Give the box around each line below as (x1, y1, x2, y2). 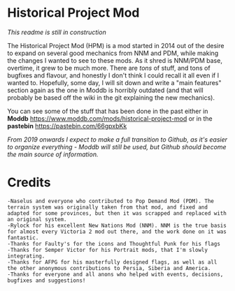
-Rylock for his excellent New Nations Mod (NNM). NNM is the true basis (7, 222, 227, 229)
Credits (7, 174, 51, 191)
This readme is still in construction (7, 28, 106, 36)
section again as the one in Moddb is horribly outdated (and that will (7, 86, 204, 94)
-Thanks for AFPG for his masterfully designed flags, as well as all (7, 258, 218, 266)
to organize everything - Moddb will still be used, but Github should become (7, 142, 227, 151)
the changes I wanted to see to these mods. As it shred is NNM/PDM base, (7, 56, 222, 64)
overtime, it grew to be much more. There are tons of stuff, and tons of (7, 64, 211, 72)
